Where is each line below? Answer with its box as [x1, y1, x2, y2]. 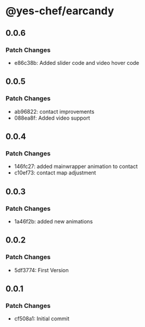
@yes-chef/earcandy [5, 4, 114, 18]
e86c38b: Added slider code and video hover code [14, 59, 140, 66]
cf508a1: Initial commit [14, 315, 70, 322]
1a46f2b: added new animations [14, 217, 93, 225]
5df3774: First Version [14, 266, 69, 273]
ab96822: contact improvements [14, 108, 94, 115]
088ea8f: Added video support [14, 114, 90, 122]
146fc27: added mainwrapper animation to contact [14, 163, 138, 170]
